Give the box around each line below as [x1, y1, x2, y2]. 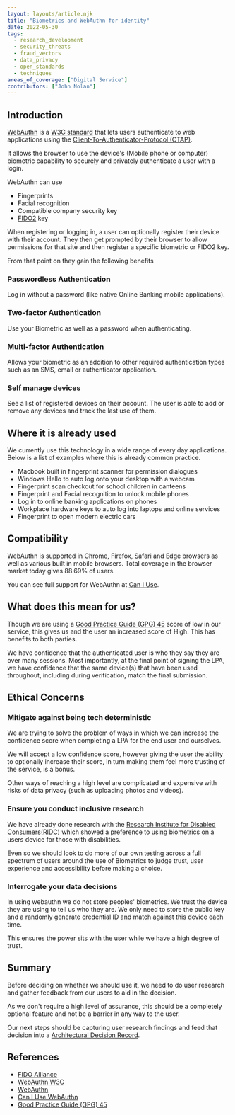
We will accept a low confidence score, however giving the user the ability [7, 750, 224, 758]
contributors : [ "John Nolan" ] [7, 83, 97, 90]
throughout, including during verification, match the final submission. [7, 670, 208, 680]
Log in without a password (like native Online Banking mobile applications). [7, 290, 226, 299]
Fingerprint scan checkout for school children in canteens [17, 482, 186, 491]
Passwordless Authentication [7, 274, 111, 284]
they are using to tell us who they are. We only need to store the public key [7, 905, 224, 913]
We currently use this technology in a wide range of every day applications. [7, 446, 227, 454]
